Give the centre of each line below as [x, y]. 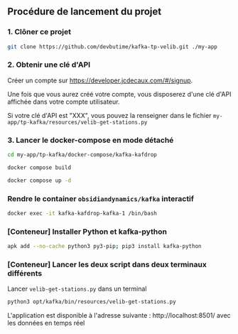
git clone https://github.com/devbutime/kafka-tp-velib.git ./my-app [113, 47]
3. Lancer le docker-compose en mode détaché [91, 140]
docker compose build [39, 168]
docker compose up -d [39, 181]
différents [25, 274]
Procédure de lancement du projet [85, 12]
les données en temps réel [46, 323]
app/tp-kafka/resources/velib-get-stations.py [77, 122]
